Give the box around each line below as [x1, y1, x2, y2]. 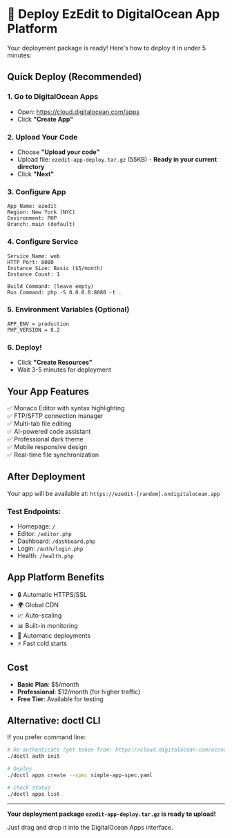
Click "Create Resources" [17, 359, 93, 367]
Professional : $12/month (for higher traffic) [17, 687, 141, 696]
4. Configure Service [7, 237, 79, 247]
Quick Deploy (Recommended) [7, 71, 142, 83]
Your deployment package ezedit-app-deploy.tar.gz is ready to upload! [7, 810, 216, 818]
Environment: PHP [7, 215, 57, 222]
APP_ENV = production [7, 321, 70, 327]
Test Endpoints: [7, 506, 61, 516]
